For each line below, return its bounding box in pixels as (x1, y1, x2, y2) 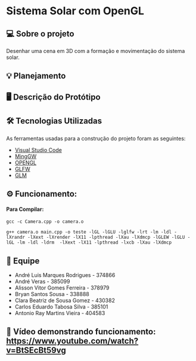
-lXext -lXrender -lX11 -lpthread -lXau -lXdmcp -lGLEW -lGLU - (27, 234, 191, 241)
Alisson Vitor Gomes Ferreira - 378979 (14, 284, 110, 291)
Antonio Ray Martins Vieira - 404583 (14, 310, 105, 316)
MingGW (14, 153, 37, 160)
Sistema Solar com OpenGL (6, 4, 145, 18)
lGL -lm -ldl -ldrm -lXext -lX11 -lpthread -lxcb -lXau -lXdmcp (6, 239, 172, 245)
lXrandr (6, 234, 26, 241)
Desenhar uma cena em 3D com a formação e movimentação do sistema (6, 48, 185, 54)
